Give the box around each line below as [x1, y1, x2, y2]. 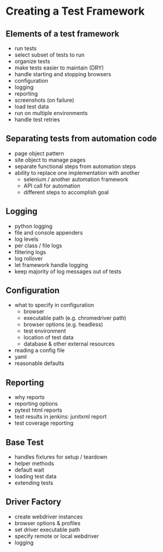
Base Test [5, 437, 44, 447]
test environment [23, 327, 66, 334]
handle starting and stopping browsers [14, 71, 111, 77]
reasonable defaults [14, 359, 65, 367]
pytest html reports [14, 406, 62, 414]
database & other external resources [23, 340, 115, 348]
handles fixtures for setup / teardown [14, 453, 107, 461]
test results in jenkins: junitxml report [14, 413, 107, 420]
